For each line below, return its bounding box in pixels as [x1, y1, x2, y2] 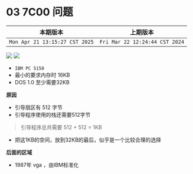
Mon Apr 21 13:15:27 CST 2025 [9, 38, 94, 45]
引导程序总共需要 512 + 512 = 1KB [20, 123, 102, 130]
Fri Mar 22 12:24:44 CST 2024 [99, 38, 185, 45]
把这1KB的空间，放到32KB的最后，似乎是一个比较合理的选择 [14, 136, 161, 143]
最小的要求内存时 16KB [14, 71, 70, 78]
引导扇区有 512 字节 [14, 104, 63, 111]
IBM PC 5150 [14, 65, 44, 71]
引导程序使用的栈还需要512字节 [14, 111, 91, 118]
